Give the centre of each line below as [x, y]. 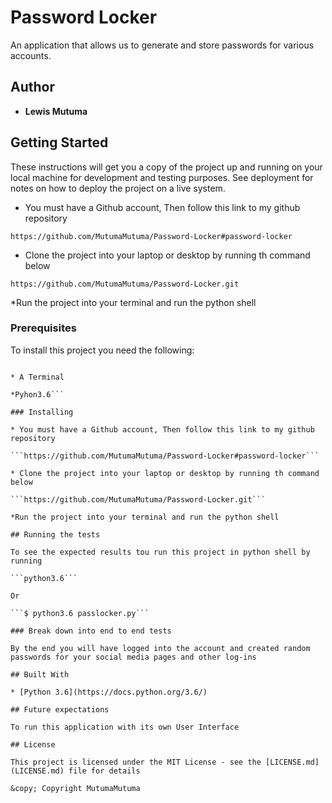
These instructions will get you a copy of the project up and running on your [166, 167]
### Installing [42, 412]
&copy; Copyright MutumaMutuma [75, 788]
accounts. [31, 55]
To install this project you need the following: [102, 350]
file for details [104, 771]
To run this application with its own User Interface [125, 727]
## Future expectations [60, 709]
